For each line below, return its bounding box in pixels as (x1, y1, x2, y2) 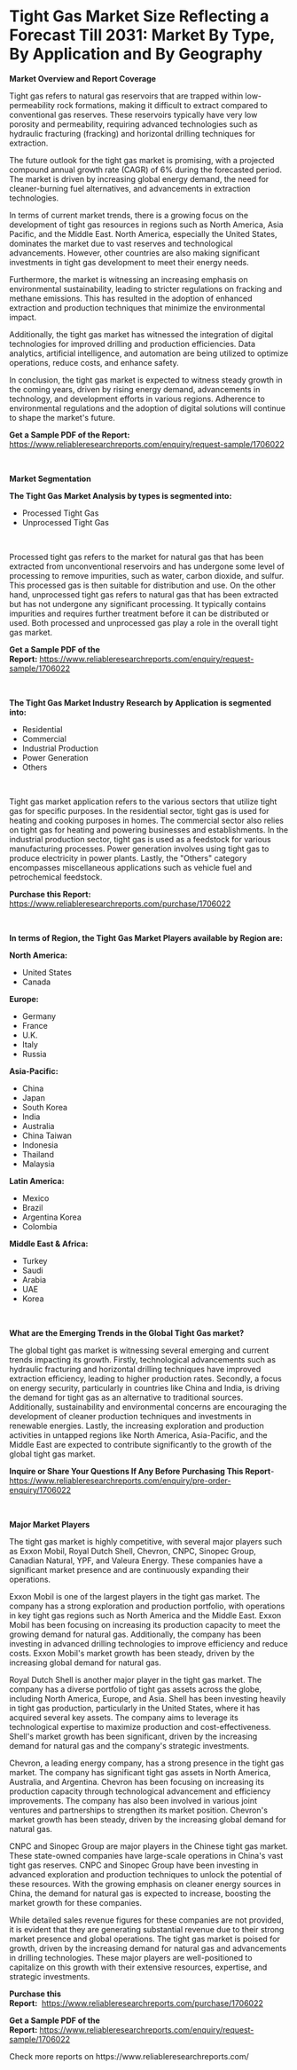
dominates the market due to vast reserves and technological (9, 238, 233, 249)
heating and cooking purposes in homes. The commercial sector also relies (9, 815, 284, 826)
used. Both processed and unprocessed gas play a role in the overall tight (9, 617, 278, 628)
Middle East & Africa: (9, 1238, 89, 1249)
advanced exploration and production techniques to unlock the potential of (9, 1869, 282, 1879)
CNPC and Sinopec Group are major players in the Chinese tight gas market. (9, 1840, 288, 1852)
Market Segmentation (9, 473, 91, 484)
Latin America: (9, 1175, 65, 1186)
